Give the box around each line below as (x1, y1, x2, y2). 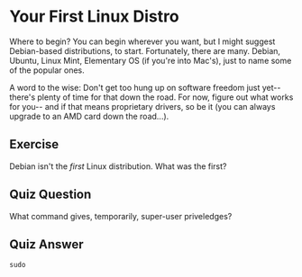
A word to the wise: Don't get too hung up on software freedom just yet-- (9, 82, 281, 93)
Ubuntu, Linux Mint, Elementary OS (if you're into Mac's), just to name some (9, 55, 292, 66)
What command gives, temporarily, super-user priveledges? (9, 210, 233, 221)
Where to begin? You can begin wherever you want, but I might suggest (9, 36, 276, 47)
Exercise (9, 137, 59, 152)
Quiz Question (9, 187, 92, 202)
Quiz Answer (9, 237, 84, 252)
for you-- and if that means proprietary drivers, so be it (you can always (9, 101, 276, 112)
